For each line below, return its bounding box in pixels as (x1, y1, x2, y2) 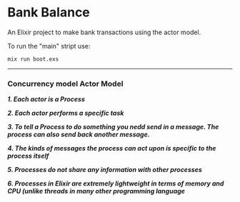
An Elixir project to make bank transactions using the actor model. (7, 28, 201, 36)
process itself (7, 151, 49, 161)
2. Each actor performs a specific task (7, 108, 124, 118)
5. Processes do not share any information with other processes (7, 166, 202, 174)
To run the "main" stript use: (7, 41, 91, 50)
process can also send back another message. (7, 130, 150, 139)
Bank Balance (7, 4, 91, 21)
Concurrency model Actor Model (7, 79, 124, 89)
